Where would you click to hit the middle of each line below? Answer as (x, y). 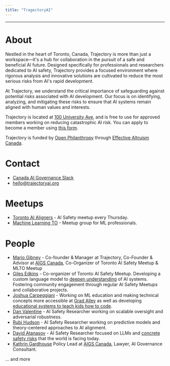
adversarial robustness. (37, 317)
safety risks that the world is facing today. (56, 339)
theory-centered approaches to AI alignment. (60, 328)
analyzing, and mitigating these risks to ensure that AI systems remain (78, 102)
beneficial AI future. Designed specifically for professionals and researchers (84, 65)
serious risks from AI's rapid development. (49, 81)
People (20, 243)
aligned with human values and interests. (48, 107)
